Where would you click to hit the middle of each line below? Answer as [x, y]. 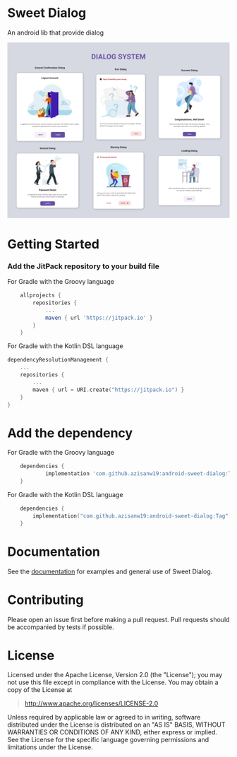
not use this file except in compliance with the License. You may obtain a [113, 682]
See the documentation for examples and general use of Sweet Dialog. [110, 571]
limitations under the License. [50, 747]
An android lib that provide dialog [56, 32]
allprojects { [41, 296]
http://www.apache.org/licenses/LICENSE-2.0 [91, 703]
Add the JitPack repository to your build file [84, 266]
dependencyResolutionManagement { [58, 360]
